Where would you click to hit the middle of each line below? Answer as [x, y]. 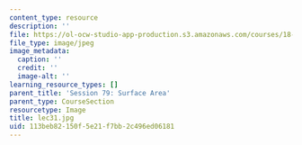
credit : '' [38, 68]
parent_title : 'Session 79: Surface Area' [90, 93]
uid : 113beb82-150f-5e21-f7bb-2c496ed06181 [92, 127]
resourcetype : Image [48, 110]
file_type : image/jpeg [52, 43]
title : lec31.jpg [42, 118]
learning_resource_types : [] [64, 85]
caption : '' [40, 59]
